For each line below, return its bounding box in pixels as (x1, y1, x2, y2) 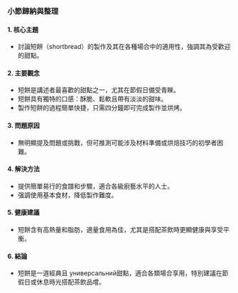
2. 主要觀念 (7, 69, 40, 77)
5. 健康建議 (7, 208, 40, 217)
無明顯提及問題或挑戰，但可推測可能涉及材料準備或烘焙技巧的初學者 (17, 138, 217, 147)
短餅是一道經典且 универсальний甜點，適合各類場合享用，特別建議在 (17, 269, 222, 277)
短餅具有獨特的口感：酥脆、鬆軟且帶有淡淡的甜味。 (17, 94, 168, 104)
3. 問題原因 (7, 121, 40, 129)
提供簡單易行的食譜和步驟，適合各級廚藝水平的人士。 (17, 182, 174, 190)
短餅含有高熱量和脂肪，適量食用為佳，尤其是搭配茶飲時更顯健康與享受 (17, 225, 224, 233)
